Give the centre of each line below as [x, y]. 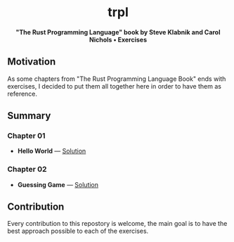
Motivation [32, 62]
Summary [29, 116]
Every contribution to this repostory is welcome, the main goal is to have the [117, 224]
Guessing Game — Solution [58, 184]
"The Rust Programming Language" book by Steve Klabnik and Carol [118, 32]
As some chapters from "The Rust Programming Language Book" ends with [117, 79]
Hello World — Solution [52, 151]
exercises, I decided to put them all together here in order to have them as [114, 86]
